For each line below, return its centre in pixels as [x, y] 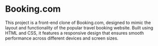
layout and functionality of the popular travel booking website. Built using [79, 27]
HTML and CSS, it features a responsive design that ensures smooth [75, 33]
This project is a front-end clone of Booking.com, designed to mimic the [78, 23]
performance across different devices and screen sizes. [62, 38]
